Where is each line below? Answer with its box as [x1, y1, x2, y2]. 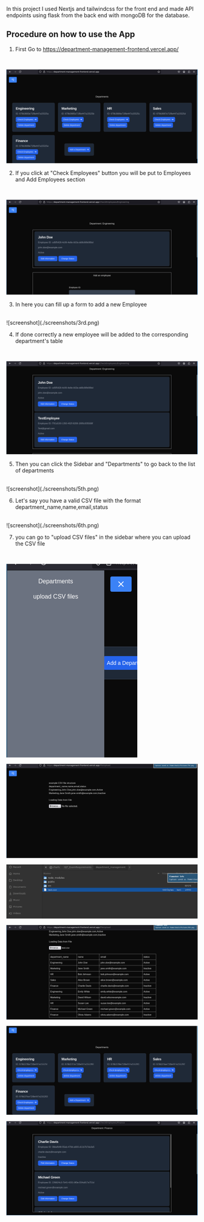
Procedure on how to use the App [6, 29, 135, 40]
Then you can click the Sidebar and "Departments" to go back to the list [15, 460, 195, 468]
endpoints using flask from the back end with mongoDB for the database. [6, 12, 190, 19]
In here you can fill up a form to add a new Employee [15, 300, 148, 308]
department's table [15, 337, 63, 344]
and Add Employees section [15, 176, 86, 183]
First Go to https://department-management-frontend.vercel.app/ [15, 45, 179, 52]
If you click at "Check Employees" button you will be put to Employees [15, 169, 191, 176]
